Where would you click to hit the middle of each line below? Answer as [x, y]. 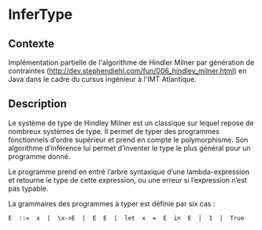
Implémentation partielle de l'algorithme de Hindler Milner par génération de [131, 62]
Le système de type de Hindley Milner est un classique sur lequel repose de [131, 123]
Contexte [31, 44]
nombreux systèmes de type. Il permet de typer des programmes [114, 131]
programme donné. [39, 156]
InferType [41, 15]
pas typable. [28, 188]
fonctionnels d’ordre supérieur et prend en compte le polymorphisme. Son [128, 139]
